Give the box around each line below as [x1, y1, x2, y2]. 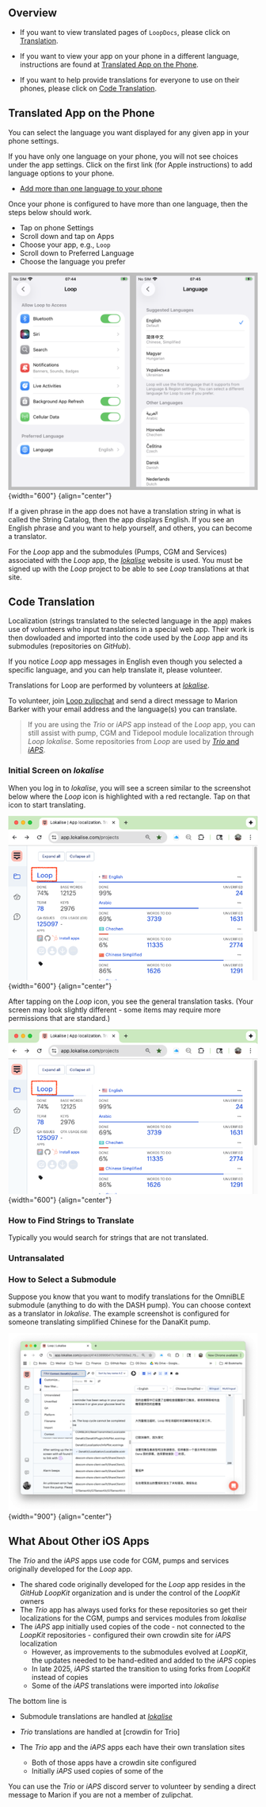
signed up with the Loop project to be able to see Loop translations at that [8, 564, 249, 573]
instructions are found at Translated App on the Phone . [19, 60, 199, 69]
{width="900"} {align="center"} [8, 1512, 112, 1521]
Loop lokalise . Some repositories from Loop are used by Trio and [27, 737, 240, 746]
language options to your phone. [8, 168, 115, 178]
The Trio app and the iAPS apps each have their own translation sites [19, 1742, 245, 1751]
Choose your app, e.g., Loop [19, 240, 111, 249]
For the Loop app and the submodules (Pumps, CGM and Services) [8, 547, 227, 557]
